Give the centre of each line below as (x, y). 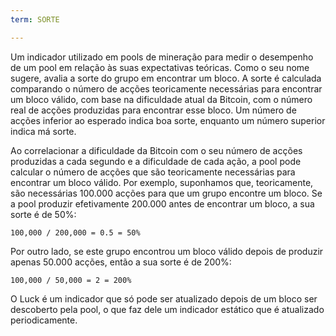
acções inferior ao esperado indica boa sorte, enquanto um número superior (168, 120)
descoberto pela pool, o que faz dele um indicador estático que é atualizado (167, 309)
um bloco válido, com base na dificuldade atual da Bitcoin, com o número (161, 99)
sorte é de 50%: (43, 214)
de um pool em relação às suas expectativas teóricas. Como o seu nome (160, 67)
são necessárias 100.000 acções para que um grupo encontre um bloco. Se (166, 193)
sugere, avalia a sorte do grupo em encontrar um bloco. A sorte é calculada (166, 78)
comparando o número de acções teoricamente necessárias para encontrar (166, 88)
